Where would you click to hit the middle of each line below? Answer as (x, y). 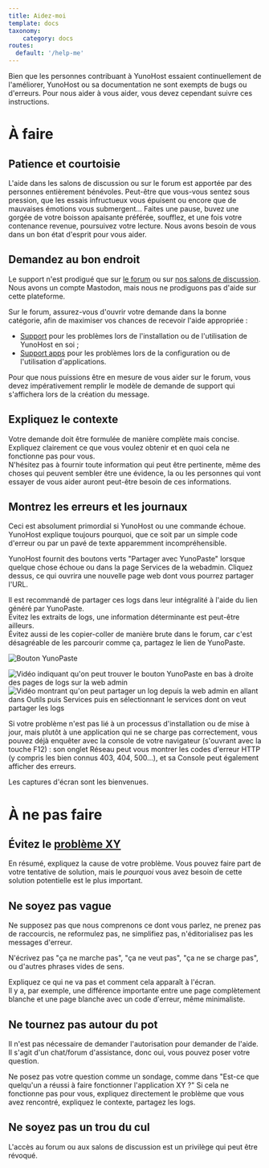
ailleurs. (21, 626)
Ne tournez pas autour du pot (83, 1024)
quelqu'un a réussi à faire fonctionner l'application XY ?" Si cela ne (118, 1085)
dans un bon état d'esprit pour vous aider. (77, 234)
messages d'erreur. (41, 943)
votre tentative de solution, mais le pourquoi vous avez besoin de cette (125, 872)
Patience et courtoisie (64, 164)
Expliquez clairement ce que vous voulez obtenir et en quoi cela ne (119, 447)
